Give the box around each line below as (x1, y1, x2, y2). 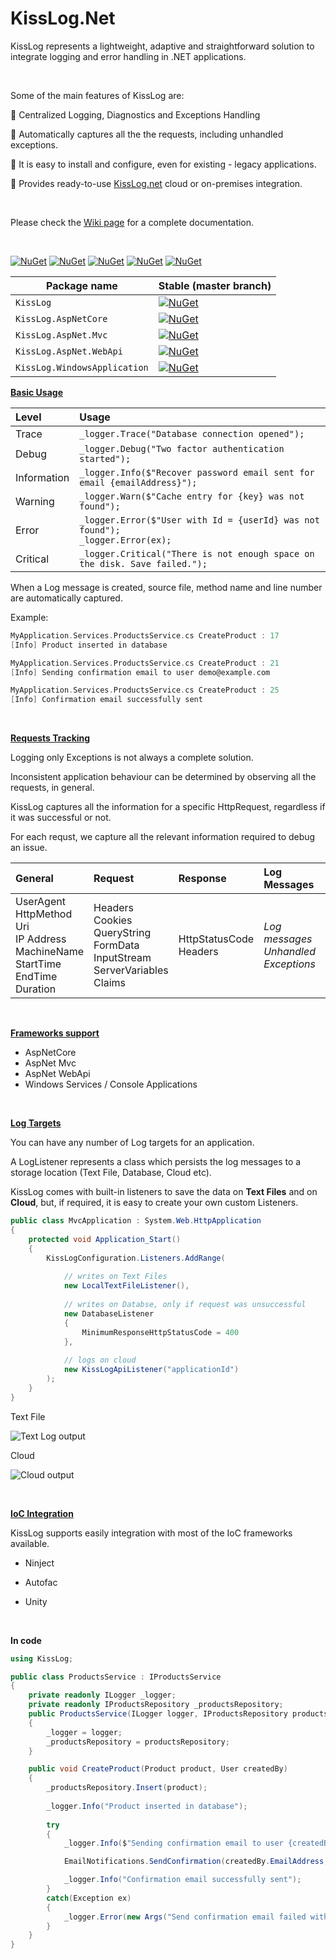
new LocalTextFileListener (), (63, 1281, 190, 1291)
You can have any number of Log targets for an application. (10, 1137, 255, 1149)
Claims (93, 976, 126, 990)
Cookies (93, 913, 133, 927)
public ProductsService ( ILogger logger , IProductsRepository (28, 1709, 288, 1719)
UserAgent (15, 895, 66, 909)
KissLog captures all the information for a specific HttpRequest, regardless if (10, 801, 326, 813)
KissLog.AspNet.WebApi (15, 345, 123, 357)
